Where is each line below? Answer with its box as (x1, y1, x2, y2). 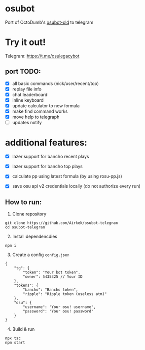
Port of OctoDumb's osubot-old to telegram (5, 19, 94, 25)
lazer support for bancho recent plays (12, 154, 89, 160)
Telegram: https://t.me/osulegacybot (5, 53, 80, 59)
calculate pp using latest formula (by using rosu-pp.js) (12, 174, 122, 179)
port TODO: (5, 67, 41, 76)
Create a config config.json (12, 252, 70, 258)
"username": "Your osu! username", (23, 305, 96, 309)
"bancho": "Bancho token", (23, 287, 78, 292)
